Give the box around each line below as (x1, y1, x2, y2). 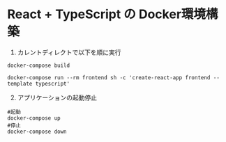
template (7, 80, 33, 87)
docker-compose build (7, 62, 70, 69)
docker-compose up (7, 114, 61, 122)
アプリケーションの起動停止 (17, 93, 98, 102)
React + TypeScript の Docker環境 (7, 6, 206, 22)
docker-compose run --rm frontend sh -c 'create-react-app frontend (7, 74, 211, 81)
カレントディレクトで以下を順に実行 (17, 48, 121, 56)
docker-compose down (7, 128, 68, 135)
